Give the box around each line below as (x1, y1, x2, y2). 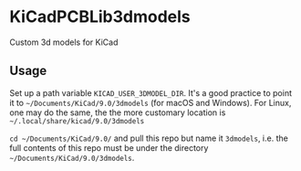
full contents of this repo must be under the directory (9, 142, 209, 153)
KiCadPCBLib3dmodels (9, 6, 192, 27)
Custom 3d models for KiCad (9, 37, 119, 48)
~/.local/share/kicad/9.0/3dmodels (9, 116, 145, 125)
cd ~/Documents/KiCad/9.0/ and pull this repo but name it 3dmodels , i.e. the (9, 133, 289, 144)
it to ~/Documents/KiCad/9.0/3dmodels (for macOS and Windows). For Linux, (9, 97, 292, 108)
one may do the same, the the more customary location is (9, 107, 226, 118)
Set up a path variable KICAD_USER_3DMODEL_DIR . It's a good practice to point (9, 87, 292, 98)
